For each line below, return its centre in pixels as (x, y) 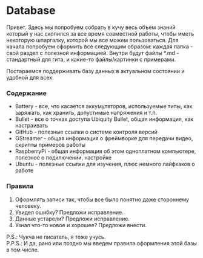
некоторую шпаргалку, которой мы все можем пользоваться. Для (92, 40)
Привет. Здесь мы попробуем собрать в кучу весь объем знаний (91, 27)
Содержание (27, 93)
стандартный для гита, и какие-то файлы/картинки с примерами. (91, 59)
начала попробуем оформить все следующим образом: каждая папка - (100, 47)
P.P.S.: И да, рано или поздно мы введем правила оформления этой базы (101, 243)
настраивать (32, 126)
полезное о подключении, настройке (63, 158)
